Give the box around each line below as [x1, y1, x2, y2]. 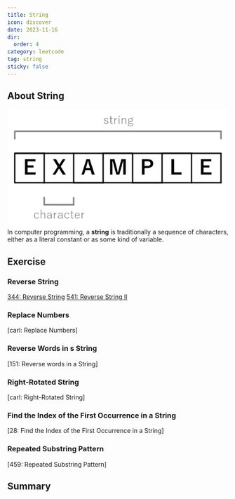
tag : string [7, 56, 42, 63]
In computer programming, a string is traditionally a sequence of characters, [7, 228, 229, 237]
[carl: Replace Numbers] [7, 326, 79, 335]
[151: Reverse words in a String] [7, 359, 98, 368]
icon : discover [7, 18, 52, 26]
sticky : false [7, 63, 49, 70]
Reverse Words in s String [7, 344, 98, 354]
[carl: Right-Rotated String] [7, 393, 86, 401]
